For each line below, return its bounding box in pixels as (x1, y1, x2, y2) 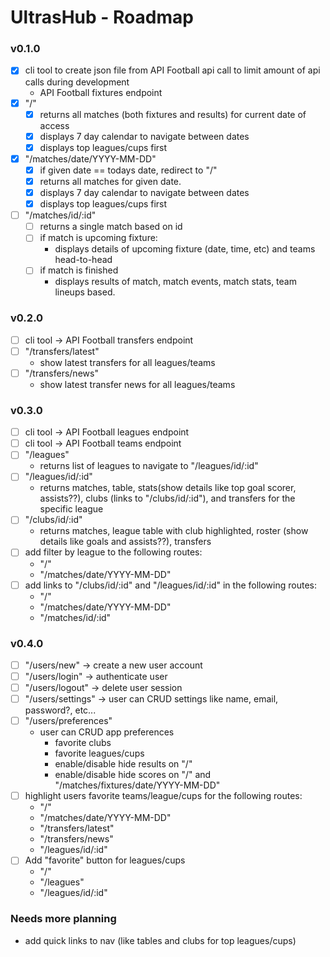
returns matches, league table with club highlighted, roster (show (39, 525, 309, 537)
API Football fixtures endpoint (39, 86, 163, 98)
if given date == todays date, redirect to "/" (39, 164, 218, 176)
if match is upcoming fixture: (39, 232, 158, 244)
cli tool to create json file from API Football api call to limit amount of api (24, 64, 321, 76)
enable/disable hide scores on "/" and (54, 769, 212, 781)
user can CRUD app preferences (39, 726, 175, 738)
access (39, 119, 70, 131)
